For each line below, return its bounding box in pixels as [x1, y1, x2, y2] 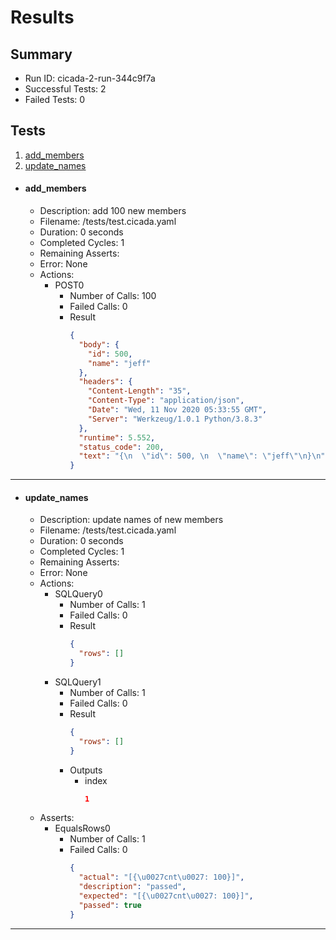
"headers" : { [78, 377, 133, 387]
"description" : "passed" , [78, 882, 187, 892]
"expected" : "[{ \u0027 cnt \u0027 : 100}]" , [78, 891, 254, 901]
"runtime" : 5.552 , [78, 432, 156, 443]
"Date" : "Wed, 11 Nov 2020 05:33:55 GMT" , [87, 405, 268, 415]
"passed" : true [78, 900, 142, 910]
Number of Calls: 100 [69, 290, 157, 302]
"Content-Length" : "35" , [87, 386, 192, 396]
